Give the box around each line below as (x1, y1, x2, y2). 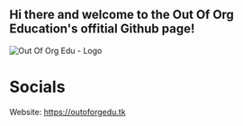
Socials (9, 76, 66, 97)
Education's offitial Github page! (9, 22, 195, 37)
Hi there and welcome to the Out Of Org (9, 7, 234, 22)
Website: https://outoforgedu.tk (9, 106, 126, 117)
